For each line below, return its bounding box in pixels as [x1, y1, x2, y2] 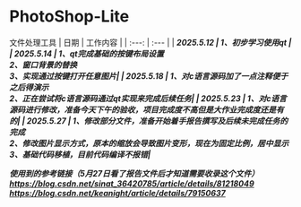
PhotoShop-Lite [9, 6, 130, 27]
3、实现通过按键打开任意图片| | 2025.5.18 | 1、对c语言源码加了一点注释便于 [9, 70, 288, 82]
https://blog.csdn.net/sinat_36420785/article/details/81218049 [9, 177, 255, 189]
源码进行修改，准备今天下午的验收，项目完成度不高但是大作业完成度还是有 [9, 104, 284, 115]
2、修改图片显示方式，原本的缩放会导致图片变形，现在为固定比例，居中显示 [9, 137, 289, 149]
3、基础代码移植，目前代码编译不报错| [9, 149, 151, 160]
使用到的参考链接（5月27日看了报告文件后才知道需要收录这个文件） [9, 168, 260, 178]
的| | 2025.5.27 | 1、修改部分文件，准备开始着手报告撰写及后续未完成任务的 [9, 115, 288, 126]
